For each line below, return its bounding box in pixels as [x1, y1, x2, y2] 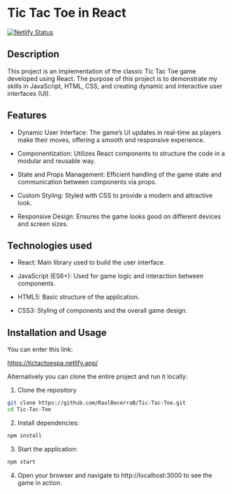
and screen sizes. [17, 219, 68, 228]
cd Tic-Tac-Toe [7, 406, 52, 414]
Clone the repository [17, 386, 77, 395]
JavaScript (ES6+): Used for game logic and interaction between [17, 271, 204, 281]
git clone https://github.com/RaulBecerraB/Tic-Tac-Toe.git [7, 400, 187, 407]
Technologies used [7, 239, 92, 251]
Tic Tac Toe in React [7, 5, 127, 21]
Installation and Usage [7, 327, 107, 339]
